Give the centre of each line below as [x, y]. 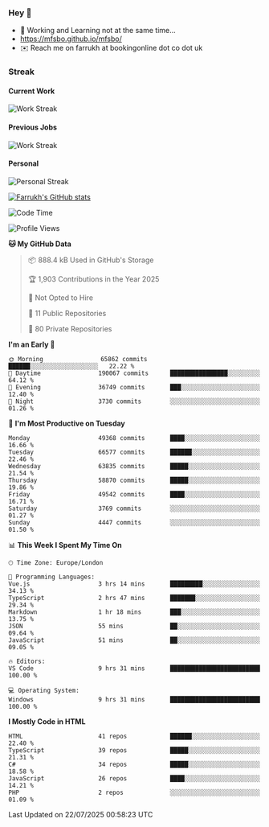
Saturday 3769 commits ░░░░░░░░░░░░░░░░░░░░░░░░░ [134, 508]
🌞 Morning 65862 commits [78, 359]
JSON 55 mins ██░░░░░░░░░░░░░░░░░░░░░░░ [134, 626]
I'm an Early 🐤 [32, 344]
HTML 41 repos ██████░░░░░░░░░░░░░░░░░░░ [134, 736]
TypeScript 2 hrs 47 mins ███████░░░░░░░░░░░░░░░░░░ [134, 598]
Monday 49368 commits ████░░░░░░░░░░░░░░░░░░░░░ [134, 438]
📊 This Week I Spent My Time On [65, 545]
